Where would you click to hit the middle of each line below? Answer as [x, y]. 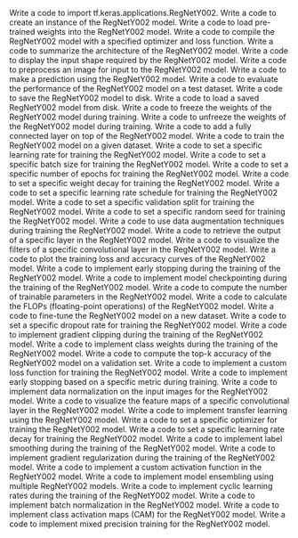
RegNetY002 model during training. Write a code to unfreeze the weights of [148, 117]
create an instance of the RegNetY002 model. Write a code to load [131, 22]
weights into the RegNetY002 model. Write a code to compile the [156, 32]
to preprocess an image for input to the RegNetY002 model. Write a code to [148, 69]
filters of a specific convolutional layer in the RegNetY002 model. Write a [142, 249]
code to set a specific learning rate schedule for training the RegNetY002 [144, 192]
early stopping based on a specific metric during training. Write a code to [143, 382]
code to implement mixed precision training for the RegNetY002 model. [140, 524]
